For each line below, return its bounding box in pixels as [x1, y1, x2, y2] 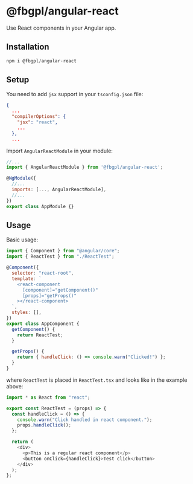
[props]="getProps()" [22, 292, 77, 299]
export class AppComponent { [6, 321, 80, 327]
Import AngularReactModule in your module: [6, 147, 113, 154]
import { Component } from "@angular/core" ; [6, 248, 120, 254]
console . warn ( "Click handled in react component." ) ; [17, 416, 153, 423]
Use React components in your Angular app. [6, 24, 116, 31]
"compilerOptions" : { [11, 114, 66, 120]
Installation [6, 42, 49, 52]
